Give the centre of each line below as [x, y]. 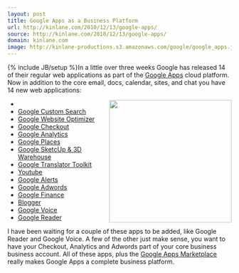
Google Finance [41, 195]
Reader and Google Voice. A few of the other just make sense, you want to [117, 239]
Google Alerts [38, 180]
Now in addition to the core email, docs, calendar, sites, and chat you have [116, 82]
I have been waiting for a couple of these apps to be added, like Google [112, 231]
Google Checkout [43, 127]
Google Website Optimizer [56, 119]
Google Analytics [43, 134]
